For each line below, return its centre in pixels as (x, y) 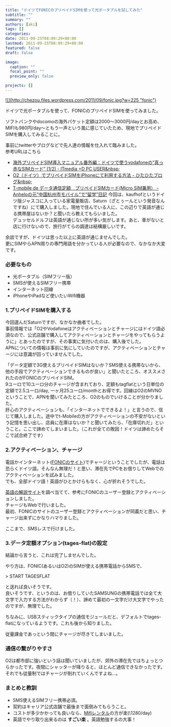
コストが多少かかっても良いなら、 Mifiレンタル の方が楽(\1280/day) (82, 713)
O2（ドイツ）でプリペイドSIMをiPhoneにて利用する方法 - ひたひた (83, 175)
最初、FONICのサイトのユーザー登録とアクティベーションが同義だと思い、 (83, 511)
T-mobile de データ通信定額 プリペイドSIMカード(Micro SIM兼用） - (86, 188)
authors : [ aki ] (21, 24)
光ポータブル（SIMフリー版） (44, 277)
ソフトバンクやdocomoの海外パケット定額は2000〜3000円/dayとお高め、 (84, 121)
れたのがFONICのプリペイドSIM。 (41, 378)
